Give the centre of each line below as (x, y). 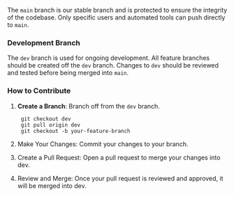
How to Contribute (39, 91)
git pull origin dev (50, 125)
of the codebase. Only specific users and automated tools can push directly (116, 17)
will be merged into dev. (52, 186)
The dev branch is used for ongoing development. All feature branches (109, 58)
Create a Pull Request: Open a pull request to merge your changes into (119, 157)
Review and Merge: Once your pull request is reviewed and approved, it (120, 178)
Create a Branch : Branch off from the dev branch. (89, 106)
